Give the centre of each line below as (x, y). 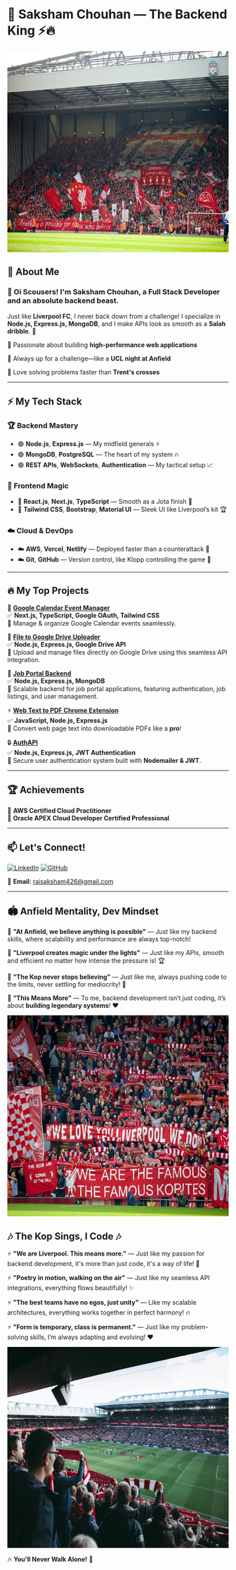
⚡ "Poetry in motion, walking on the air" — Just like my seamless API (109, 1277)
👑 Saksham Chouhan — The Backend (117, 14)
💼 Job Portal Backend (39, 673)
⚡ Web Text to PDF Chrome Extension (63, 710)
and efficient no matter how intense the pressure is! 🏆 (86, 961)
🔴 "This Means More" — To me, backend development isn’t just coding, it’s (117, 998)
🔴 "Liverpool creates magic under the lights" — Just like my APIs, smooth (116, 953)
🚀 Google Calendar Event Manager (59, 607)
